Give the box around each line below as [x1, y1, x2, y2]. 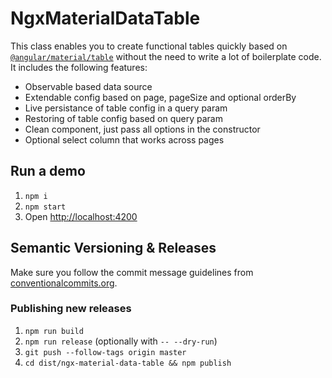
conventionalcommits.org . [10, 277, 118, 289]
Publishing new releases [10, 302, 132, 316]
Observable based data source [24, 80, 153, 92]
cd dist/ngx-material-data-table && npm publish [24, 358, 232, 368]
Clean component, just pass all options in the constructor [24, 123, 261, 135]
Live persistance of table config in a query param [24, 102, 228, 114]
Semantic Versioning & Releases [10, 240, 217, 257]
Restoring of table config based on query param [24, 112, 223, 124]
